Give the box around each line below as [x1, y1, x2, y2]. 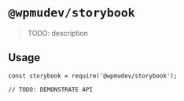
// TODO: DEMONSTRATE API [8, 85, 93, 93]
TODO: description [27, 28, 89, 38]
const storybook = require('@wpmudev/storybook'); [8, 72, 178, 80]
